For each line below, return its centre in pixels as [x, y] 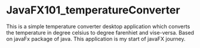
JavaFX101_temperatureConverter [93, 10]
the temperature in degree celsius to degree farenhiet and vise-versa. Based [100, 32]
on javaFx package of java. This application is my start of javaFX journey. [96, 39]
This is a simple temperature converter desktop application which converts [98, 26]
